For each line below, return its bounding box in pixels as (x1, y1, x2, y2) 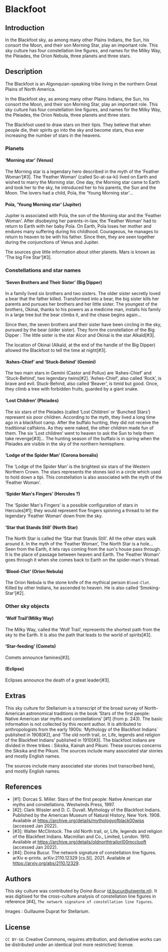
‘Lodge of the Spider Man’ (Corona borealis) (5, 452, 98, 458)
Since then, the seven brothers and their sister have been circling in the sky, (5, 322, 161, 328)
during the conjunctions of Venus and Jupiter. (5, 239, 99, 245)
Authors (5, 875, 31, 883)
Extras (5, 692, 26, 700)
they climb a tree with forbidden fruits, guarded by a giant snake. (5, 386, 139, 392)
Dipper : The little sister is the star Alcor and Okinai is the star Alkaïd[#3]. (5, 332, 155, 338)
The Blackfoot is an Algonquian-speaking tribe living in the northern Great (5, 80, 157, 86)
